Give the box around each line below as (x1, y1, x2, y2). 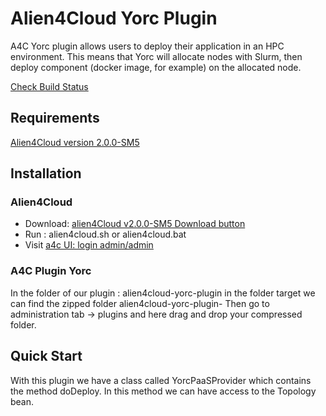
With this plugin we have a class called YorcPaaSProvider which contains (10, 374, 312, 386)
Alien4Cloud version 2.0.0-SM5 (10, 136, 140, 148)
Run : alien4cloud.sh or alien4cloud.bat (24, 228, 187, 241)
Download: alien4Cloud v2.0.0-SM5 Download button (24, 218, 246, 230)
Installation (10, 165, 82, 182)
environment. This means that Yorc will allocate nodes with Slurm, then (10, 50, 303, 62)
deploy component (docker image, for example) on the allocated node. (10, 61, 302, 73)
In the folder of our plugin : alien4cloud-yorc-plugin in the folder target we (10, 287, 316, 299)
